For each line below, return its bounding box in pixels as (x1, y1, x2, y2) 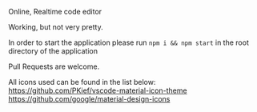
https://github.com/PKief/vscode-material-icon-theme (8, 86, 187, 95)
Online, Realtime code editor (8, 7, 102, 16)
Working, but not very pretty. (8, 22, 103, 31)
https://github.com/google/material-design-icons (8, 94, 171, 103)
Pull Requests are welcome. (8, 62, 100, 71)
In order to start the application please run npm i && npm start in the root (8, 38, 250, 47)
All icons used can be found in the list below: (8, 78, 156, 86)
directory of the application (8, 46, 98, 55)
